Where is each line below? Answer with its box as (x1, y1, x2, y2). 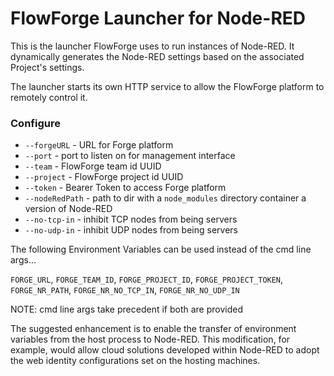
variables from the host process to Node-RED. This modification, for (10, 333, 291, 346)
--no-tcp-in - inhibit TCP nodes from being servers (24, 213, 238, 226)
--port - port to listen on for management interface (24, 150, 236, 162)
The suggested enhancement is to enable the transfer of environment (10, 323, 297, 335)
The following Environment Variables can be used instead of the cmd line (10, 243, 312, 256)
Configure (10, 116, 61, 130)
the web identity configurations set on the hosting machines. (10, 355, 261, 367)
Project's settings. (10, 61, 85, 73)
